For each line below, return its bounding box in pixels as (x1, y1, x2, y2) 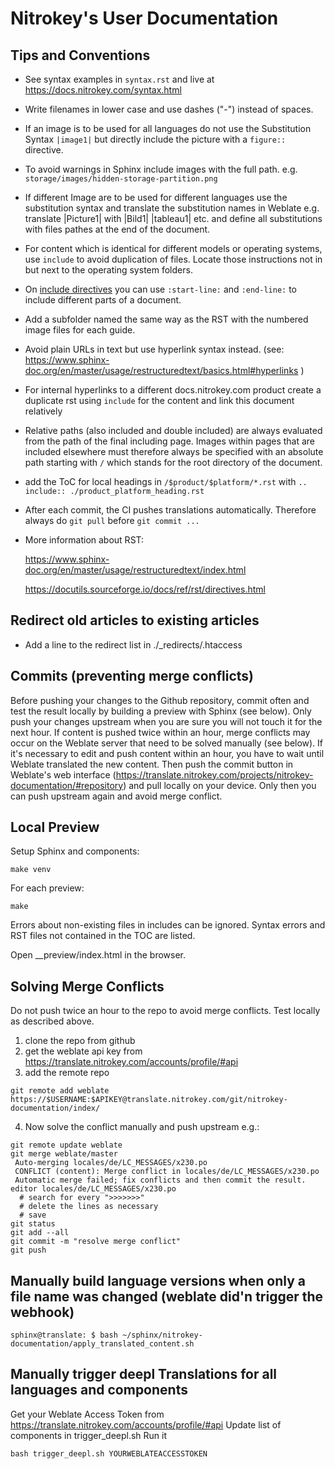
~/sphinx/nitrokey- (121, 1330, 203, 1341)
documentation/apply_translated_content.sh (10, 1339, 195, 1349)
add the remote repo (24, 1067, 110, 1079)
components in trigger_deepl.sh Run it (10, 1429, 168, 1441)
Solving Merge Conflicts (10, 978, 165, 995)
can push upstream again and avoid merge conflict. (10, 790, 223, 802)
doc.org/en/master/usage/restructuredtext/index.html (24, 564, 247, 576)
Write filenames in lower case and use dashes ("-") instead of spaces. (24, 103, 314, 115)
